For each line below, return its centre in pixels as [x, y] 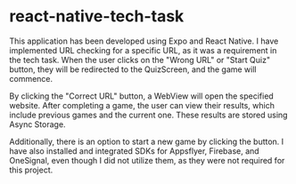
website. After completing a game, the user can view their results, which [142, 105]
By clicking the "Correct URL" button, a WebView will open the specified [141, 96]
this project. [31, 170]
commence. [31, 78]
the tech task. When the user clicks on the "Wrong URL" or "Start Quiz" [140, 60]
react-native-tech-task [97, 16]
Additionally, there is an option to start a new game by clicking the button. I [147, 141]
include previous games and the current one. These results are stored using [148, 115]
